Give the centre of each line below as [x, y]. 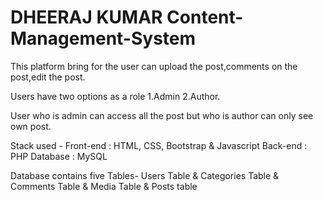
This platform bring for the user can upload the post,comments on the [154, 66]
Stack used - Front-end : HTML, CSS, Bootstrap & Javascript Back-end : [159, 145]
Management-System [103, 38]
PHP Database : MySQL [59, 156]
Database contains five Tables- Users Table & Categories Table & [145, 175]
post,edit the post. [48, 77]
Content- [205, 17]
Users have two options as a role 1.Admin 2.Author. [115, 96]
